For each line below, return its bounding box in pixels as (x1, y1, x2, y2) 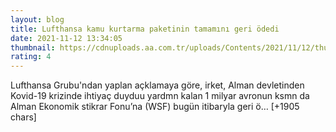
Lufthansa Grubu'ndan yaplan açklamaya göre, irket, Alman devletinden (10, 79, 305, 91)
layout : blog (10, 14, 65, 25)
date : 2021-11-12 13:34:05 (10, 33, 123, 43)
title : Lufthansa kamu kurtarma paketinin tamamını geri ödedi (10, 24, 280, 34)
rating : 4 (10, 52, 52, 62)
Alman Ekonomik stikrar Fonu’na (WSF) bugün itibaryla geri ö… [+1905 (10, 101, 300, 113)
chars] (10, 111, 37, 123)
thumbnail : (10, 42, 56, 53)
